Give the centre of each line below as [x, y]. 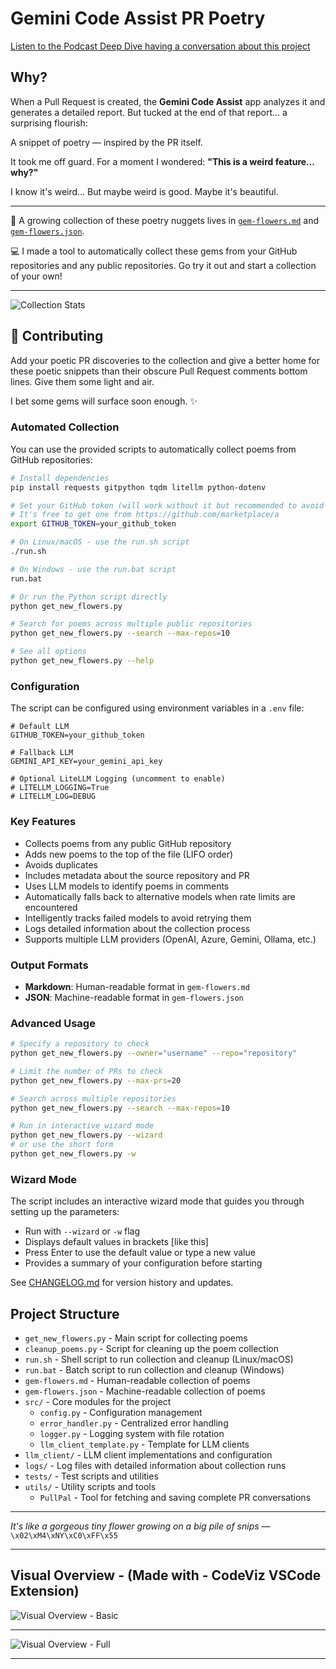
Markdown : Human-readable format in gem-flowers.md [137, 986]
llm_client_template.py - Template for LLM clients [144, 1444]
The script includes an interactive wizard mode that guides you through [157, 1201]
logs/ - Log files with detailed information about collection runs [155, 1466]
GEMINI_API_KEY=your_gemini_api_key [86, 762]
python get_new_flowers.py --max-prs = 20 [96, 1080]
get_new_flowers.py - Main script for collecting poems [136, 1338]
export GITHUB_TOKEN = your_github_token [93, 524]
